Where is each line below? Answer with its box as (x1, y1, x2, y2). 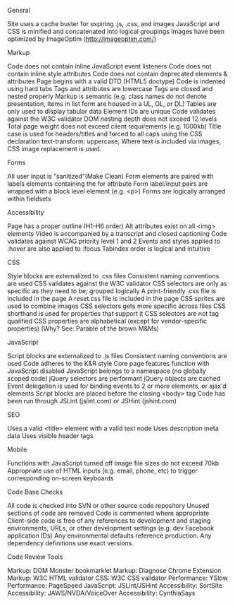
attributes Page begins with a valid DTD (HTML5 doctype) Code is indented (7, 77, 227, 85)
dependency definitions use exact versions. (7, 539, 134, 547)
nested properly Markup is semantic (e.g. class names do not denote (7, 92, 208, 100)
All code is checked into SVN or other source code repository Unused (7, 502, 210, 509)
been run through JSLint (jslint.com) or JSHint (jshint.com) (7, 397, 177, 405)
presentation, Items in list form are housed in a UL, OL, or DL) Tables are (7, 100, 217, 108)
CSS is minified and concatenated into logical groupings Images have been (7, 28, 225, 35)
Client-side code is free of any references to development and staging (7, 516, 211, 525)
